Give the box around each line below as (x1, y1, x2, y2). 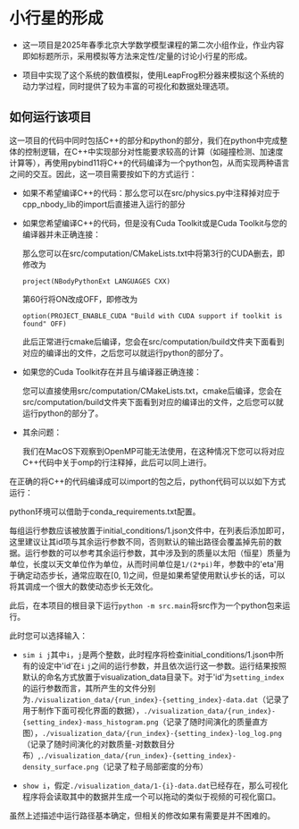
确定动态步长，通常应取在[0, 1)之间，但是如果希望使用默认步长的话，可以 (16, 570, 286, 580)
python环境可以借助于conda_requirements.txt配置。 (9, 506, 201, 517)
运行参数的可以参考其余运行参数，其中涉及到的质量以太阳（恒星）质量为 (24, 547, 291, 558)
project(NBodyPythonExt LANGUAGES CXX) (21, 276, 171, 286)
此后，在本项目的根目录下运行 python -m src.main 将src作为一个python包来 (9, 600, 283, 611)
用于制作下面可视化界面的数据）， (21, 705, 145, 715)
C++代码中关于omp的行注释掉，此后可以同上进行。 (21, 457, 212, 468)
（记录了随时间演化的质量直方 (158, 716, 269, 727)
